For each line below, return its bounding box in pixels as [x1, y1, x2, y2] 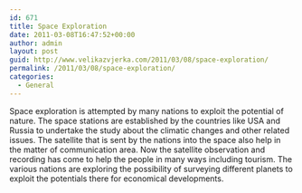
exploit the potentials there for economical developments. [9, 173, 224, 184]
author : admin [9, 38, 63, 48]
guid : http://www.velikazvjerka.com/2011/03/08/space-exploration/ [9, 55, 269, 64]
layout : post [9, 47, 59, 56]
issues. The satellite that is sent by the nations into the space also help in [9, 134, 281, 145]
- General [17, 81, 54, 90]
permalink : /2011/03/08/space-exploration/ [9, 64, 176, 73]
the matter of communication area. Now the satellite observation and [9, 144, 266, 155]
